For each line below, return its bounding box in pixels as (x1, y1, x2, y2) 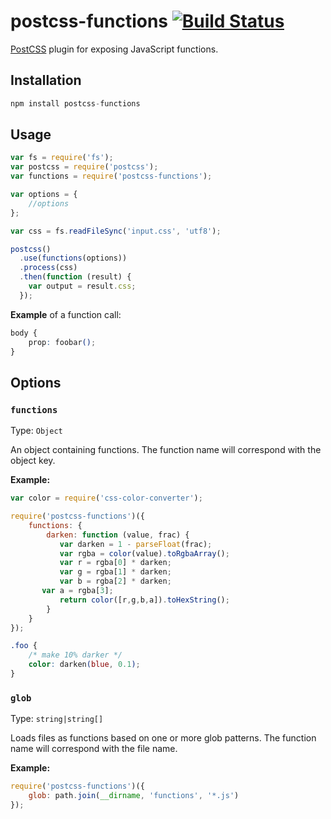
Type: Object (10, 425, 63, 437)
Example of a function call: (10, 308, 122, 320)
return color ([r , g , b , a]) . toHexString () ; (59, 595, 230, 605)
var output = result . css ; (28, 281, 137, 292)
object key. (10, 455, 56, 467)
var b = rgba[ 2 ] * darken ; (59, 576, 172, 587)
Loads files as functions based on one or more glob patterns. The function (10, 732, 317, 744)
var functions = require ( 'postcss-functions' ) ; (10, 171, 213, 182)
